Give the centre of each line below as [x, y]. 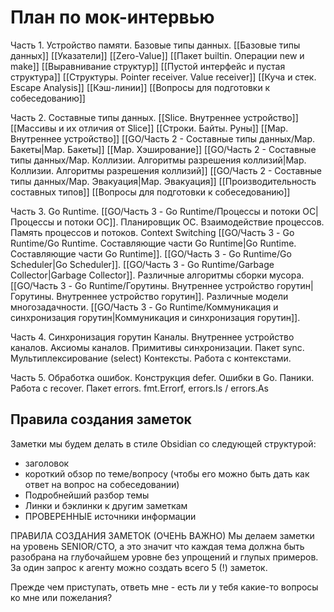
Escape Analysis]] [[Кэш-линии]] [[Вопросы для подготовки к [140, 87]
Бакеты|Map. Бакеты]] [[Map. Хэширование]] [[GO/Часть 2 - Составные [163, 149]
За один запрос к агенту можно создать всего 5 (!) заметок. [139, 567]
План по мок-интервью [112, 17]
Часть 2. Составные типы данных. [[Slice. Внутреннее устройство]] [154, 117]
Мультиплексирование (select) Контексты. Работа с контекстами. [151, 358]
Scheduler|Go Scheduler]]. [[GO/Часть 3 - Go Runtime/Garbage [142, 264]
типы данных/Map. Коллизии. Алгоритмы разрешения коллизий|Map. [158, 160]
